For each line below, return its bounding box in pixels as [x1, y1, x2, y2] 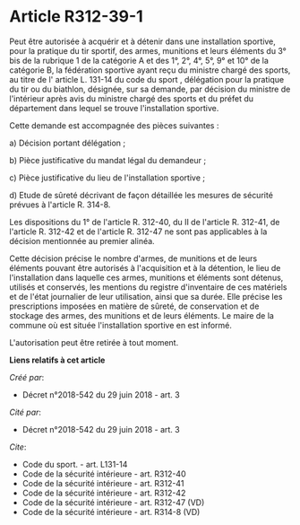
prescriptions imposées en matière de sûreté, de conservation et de [9, 301, 260, 311]
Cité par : [9, 407, 42, 417]
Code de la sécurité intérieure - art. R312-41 [21, 477, 184, 488]
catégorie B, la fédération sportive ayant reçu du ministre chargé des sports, [9, 65, 291, 75]
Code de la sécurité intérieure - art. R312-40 [21, 468, 186, 479]
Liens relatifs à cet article [9, 354, 106, 365]
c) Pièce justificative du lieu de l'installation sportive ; [9, 172, 206, 183]
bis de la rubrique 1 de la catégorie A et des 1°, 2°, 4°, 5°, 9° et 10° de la [9, 55, 269, 66]
